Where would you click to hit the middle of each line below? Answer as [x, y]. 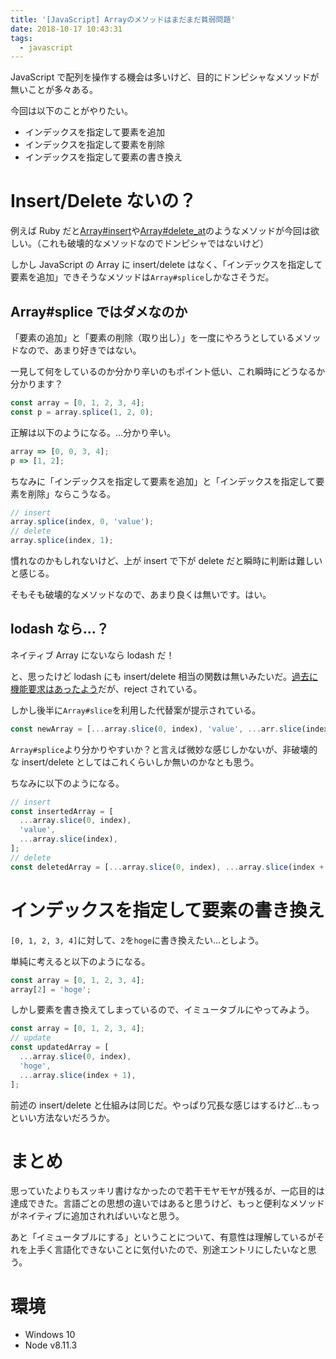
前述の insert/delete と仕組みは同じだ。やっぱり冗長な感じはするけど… [156, 1105]
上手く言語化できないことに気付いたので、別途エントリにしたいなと [167, 1250]
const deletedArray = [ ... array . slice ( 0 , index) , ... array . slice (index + [167, 867]
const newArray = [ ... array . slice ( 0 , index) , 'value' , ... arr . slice [156, 729]
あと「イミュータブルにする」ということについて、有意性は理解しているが [163, 1237]
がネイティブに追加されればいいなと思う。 [97, 1216]
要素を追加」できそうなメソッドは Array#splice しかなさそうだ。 [142, 277]
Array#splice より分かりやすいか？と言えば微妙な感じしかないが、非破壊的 [164, 749]
